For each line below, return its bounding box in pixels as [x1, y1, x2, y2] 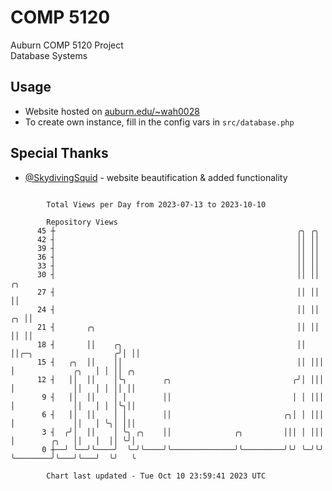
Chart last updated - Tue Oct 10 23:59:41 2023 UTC [46, 471, 267, 481]
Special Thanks [10, 145, 109, 162]
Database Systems [10, 49, 88, 61]
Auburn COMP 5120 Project [10, 39, 124, 51]
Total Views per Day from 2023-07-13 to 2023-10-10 [46, 199, 267, 210]
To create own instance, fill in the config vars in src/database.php [24, 116, 295, 128]
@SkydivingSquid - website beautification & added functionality [24, 171, 288, 183]
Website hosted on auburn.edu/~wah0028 [24, 105, 200, 117]
